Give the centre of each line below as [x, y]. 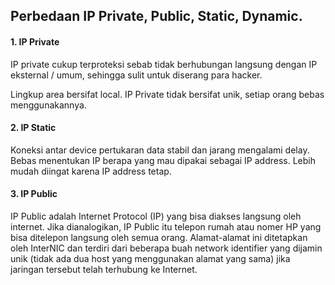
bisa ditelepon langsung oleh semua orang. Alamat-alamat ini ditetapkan [159, 237]
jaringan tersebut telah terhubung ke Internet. [104, 269]
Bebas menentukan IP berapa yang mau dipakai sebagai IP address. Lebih [163, 160]
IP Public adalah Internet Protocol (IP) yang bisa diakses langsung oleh [156, 216]
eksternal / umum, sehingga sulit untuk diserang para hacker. [136, 75]
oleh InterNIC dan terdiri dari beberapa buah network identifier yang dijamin [166, 248]
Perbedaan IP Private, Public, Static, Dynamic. [156, 16]
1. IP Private [35, 41]
